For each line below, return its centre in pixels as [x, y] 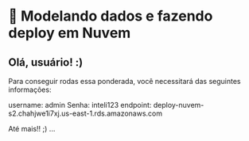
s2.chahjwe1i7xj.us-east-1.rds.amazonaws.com [86, 113]
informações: [30, 90]
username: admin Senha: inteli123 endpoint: [80, 105]
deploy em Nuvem [70, 33]
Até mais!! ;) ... [32, 129]
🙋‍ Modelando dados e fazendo [111, 16]
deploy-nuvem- [179, 105]
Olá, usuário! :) [46, 62]
